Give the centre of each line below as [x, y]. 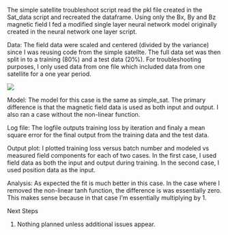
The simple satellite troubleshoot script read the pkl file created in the [105, 10]
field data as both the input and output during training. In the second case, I [113, 163]
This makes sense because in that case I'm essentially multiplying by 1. [107, 198]
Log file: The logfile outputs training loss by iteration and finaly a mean [106, 128]
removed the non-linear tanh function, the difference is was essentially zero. [114, 190]
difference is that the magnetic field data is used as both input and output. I [113, 107]
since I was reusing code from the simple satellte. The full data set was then [114, 52]
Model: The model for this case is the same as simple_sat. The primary [106, 100]
